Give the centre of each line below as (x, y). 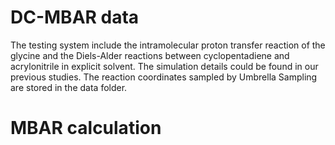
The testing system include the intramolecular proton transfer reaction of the (168, 45)
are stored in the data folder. (69, 87)
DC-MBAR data (75, 17)
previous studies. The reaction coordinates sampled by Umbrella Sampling (164, 77)
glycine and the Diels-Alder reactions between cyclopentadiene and (150, 55)
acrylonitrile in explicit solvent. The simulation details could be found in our (164, 66)
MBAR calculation (86, 128)
